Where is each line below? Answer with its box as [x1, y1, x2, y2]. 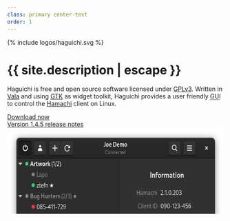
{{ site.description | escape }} [7, 62, 182, 78]
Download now [7, 113, 50, 121]
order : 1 [7, 18, 32, 25]
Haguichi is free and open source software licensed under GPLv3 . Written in [7, 85, 222, 93]
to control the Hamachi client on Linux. [7, 100, 117, 108]
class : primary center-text [7, 11, 88, 18]
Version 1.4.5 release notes [7, 120, 84, 129]
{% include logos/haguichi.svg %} [7, 38, 105, 46]
